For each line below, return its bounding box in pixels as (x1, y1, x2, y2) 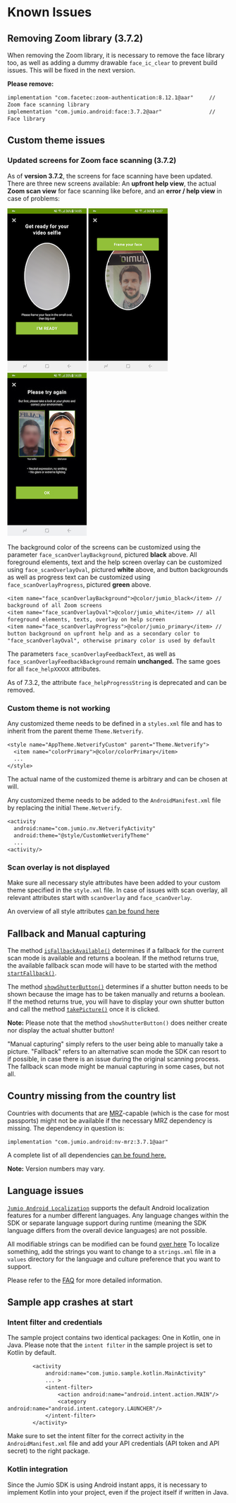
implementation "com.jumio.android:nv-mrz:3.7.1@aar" (7, 1138, 169, 1145)
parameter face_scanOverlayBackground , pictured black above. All (7, 550, 197, 559)
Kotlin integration (7, 1464, 68, 1474)
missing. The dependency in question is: (7, 1124, 125, 1132)
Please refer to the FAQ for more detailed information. (7, 1276, 163, 1284)
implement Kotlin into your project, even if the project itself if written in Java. (7, 1487, 229, 1496)
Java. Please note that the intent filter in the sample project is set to (7, 1341, 213, 1349)
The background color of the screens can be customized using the (7, 542, 201, 551)
